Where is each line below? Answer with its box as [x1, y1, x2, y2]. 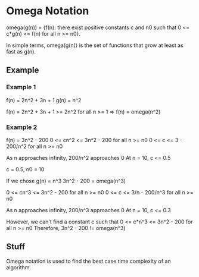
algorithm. [6, 263, 32, 271]
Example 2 [6, 123, 38, 131]
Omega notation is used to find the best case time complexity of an [6, 257, 171, 265]
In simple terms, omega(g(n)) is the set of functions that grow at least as [6, 42, 184, 49]
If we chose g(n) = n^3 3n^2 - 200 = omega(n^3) [6, 177, 126, 184]
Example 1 [6, 83, 36, 92]
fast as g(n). [6, 48, 36, 55]
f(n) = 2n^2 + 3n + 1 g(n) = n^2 [6, 96, 82, 103]
